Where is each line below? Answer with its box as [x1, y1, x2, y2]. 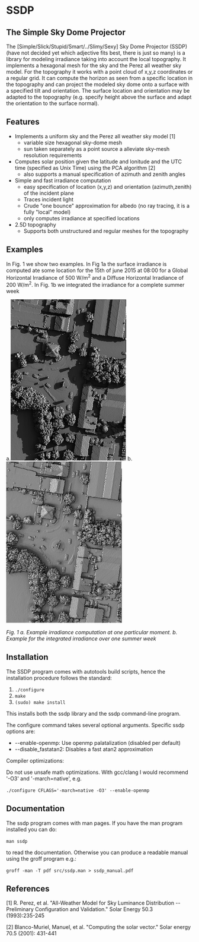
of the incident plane [23, 189, 74, 197]
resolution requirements [23, 151, 82, 159]
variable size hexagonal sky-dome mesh [23, 139, 123, 146]
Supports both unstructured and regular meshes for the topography [23, 227, 189, 235]
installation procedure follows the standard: [6, 674, 113, 681]
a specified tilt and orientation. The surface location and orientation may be [6, 87, 190, 94]
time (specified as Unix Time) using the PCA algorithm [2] [14, 164, 156, 171]
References [6, 883, 50, 894]
